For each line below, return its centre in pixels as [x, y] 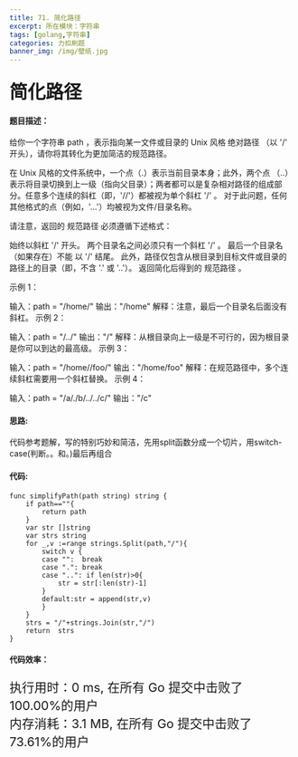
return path [65, 512]
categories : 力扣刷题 [47, 43]
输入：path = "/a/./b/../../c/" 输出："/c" [80, 398]
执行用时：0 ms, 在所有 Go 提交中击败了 [126, 688]
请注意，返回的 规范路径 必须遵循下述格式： [91, 226]
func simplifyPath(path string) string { [88, 496]
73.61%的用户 [50, 742]
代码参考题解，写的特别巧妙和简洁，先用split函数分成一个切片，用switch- [146, 442]
